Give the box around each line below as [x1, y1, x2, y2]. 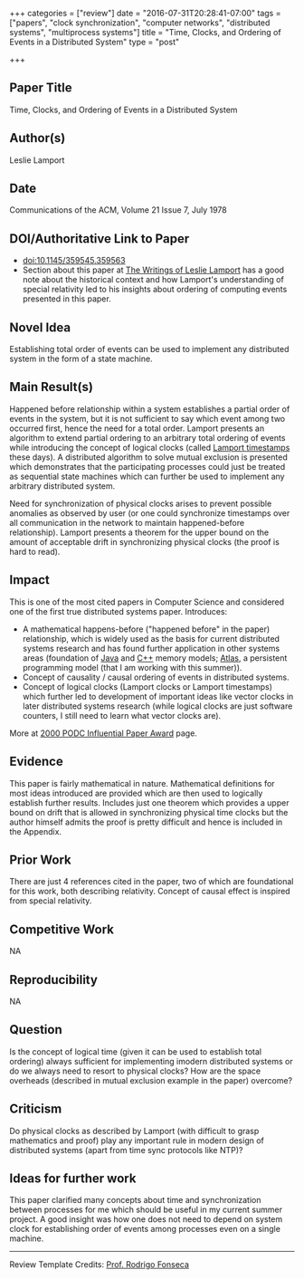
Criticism [9, 1102, 62, 1117]
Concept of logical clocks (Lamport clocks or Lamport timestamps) [22, 681, 273, 692]
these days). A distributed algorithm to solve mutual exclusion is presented [9, 452, 288, 463]
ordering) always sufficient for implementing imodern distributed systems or [9, 1055, 293, 1066]
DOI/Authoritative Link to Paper [9, 231, 190, 246]
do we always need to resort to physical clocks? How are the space [9, 1065, 261, 1076]
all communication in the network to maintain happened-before [9, 517, 245, 528]
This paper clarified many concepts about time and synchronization [9, 1195, 261, 1206]
